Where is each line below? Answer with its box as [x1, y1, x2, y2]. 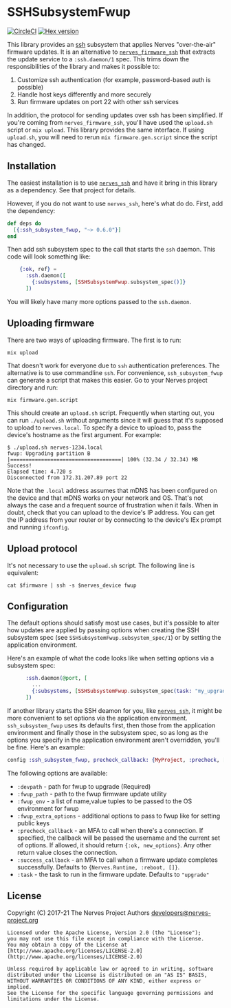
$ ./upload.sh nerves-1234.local [7, 444, 103, 451]
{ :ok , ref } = [19, 266, 57, 273]
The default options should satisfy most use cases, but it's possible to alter [7, 618, 220, 627]
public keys [16, 818, 50, 827]
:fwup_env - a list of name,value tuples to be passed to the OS [16, 797, 192, 805]
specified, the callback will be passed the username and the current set [16, 834, 221, 842]
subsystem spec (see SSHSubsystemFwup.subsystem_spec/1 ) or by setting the [7, 634, 221, 642]
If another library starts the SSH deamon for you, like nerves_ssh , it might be [7, 706, 222, 714]
